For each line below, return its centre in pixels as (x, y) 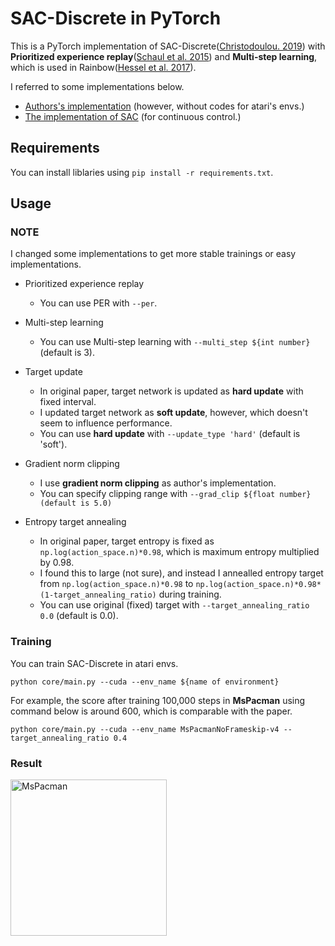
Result (26, 763)
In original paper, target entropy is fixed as (127, 541)
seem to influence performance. (106, 423)
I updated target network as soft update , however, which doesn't (173, 413)
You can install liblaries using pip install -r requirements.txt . (142, 172)
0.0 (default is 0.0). (79, 616)
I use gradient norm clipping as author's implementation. (158, 483)
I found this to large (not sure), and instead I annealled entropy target (181, 573)
